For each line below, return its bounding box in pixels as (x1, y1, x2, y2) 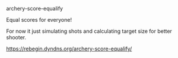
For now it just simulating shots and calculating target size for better (6, 28, 172, 35)
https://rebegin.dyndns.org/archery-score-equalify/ (6, 45, 132, 52)
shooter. (6, 34, 27, 40)
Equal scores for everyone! (6, 16, 72, 23)
